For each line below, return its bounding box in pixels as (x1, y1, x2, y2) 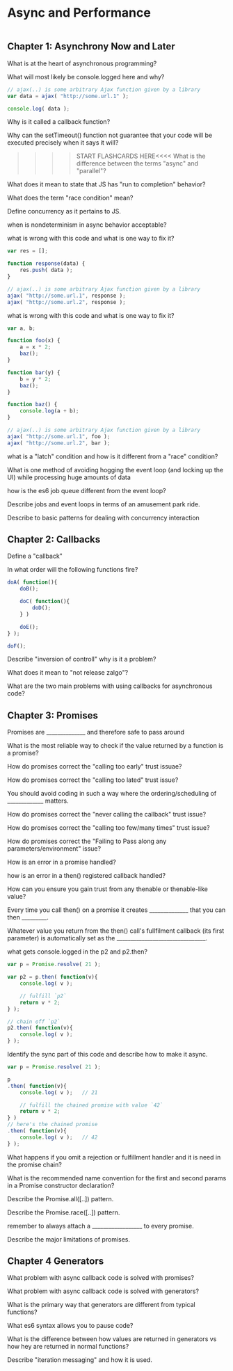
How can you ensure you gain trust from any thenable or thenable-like (7, 885, 209, 893)
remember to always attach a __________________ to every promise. (7, 1221, 194, 1230)
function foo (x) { (7, 337, 61, 344)
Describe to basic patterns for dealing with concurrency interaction (7, 513, 200, 522)
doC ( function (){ (19, 598, 70, 605)
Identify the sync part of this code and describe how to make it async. (7, 1050, 208, 1058)
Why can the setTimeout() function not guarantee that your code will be (7, 131, 213, 140)
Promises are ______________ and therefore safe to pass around (7, 728, 184, 737)
